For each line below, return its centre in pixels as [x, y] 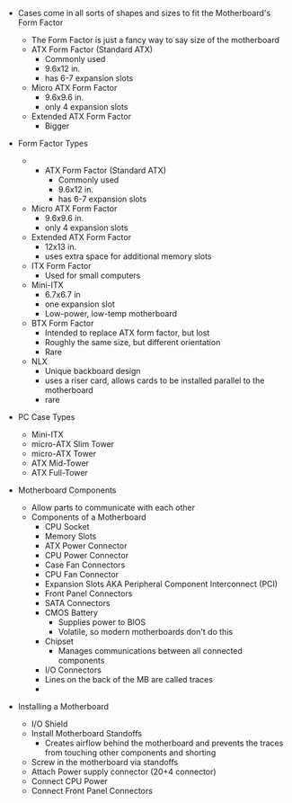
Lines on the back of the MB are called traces [129, 679]
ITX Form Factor [61, 266]
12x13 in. [61, 247]
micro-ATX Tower [64, 454]
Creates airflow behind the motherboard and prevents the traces [164, 743]
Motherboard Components [67, 490]
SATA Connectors [77, 603]
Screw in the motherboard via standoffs [105, 762]
